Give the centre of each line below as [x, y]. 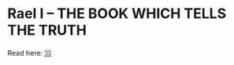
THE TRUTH [47, 30]
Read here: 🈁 [30, 52]
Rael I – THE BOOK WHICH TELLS [117, 14]
